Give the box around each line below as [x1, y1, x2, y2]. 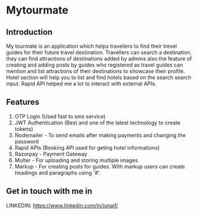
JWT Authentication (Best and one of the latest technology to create [14, 119, 181, 126]
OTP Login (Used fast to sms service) [14, 113, 106, 120]
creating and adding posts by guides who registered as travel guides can [6, 61, 183, 68]
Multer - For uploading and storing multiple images [14, 157, 138, 164]
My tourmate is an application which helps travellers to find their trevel [6, 42, 177, 49]
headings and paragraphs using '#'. [14, 169, 101, 176]
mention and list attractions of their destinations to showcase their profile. [6, 68, 186, 74]
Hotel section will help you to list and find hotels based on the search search [6, 74, 192, 81]
